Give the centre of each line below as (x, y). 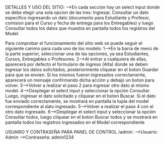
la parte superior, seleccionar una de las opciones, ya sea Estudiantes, (77, 54)
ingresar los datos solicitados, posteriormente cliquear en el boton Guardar (82, 70)
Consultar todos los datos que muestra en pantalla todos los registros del (80, 28)
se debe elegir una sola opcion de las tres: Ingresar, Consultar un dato (77, 12)
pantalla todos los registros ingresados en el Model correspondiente (75, 122)
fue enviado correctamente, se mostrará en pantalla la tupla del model (77, 101)
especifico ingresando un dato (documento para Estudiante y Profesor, (78, 18)
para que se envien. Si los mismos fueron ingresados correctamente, (76, 75)
